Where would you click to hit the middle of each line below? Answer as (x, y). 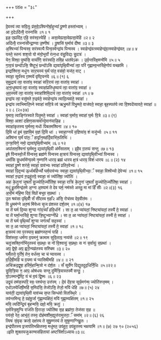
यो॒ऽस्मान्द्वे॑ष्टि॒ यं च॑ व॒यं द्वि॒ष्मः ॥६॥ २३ (34, 276)
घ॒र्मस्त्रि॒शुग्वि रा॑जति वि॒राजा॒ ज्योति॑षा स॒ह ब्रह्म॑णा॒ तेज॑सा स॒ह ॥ (50, 310)
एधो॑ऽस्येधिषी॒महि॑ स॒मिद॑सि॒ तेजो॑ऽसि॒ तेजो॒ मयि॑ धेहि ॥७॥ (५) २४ (53, 287)
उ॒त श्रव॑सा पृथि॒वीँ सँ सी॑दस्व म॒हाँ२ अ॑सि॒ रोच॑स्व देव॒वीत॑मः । (49, 199)
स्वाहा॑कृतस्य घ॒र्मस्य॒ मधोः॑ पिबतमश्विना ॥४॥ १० (41, 126)
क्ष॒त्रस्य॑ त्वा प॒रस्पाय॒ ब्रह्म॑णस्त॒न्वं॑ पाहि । (34, 232)
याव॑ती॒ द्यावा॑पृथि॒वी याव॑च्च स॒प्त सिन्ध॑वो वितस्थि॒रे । (43, 293)
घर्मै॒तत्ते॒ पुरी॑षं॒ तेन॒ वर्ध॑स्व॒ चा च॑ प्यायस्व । (35, 254)
